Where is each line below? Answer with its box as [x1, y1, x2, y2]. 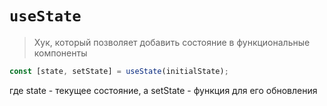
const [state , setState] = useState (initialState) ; [9, 66, 229, 76]
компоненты [33, 47, 88, 59]
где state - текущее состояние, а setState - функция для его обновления [9, 84, 318, 96]
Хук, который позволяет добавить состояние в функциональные [33, 36, 311, 48]
